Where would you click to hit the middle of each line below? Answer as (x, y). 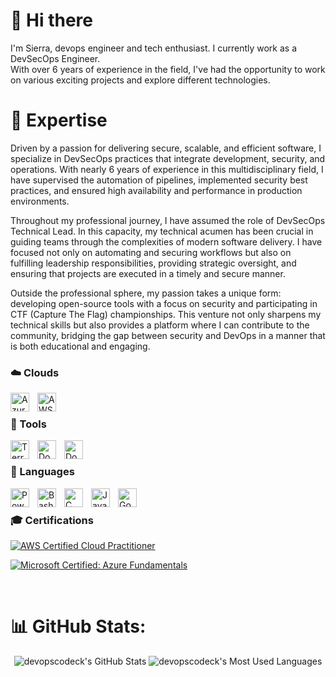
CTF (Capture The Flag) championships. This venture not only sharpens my (166, 314)
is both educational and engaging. (80, 346)
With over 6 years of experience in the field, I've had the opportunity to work (168, 69)
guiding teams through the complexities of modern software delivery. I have (166, 241)
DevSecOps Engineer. (55, 58)
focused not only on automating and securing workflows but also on (151, 252)
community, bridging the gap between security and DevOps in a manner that (168, 335)
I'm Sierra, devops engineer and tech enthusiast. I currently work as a (154, 48)
